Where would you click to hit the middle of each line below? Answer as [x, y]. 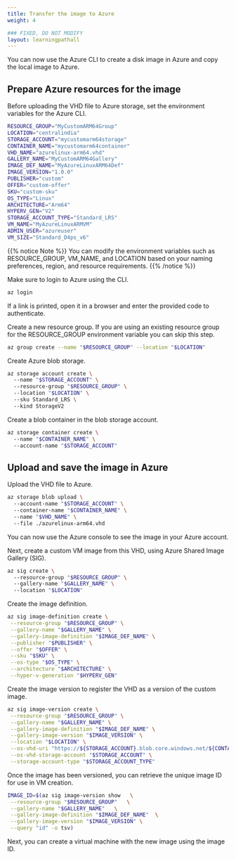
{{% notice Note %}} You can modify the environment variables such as [111, 251]
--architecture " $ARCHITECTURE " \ [61, 669]
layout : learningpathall [44, 39]
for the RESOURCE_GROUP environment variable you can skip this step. [111, 334]
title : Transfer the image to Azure [61, 14]
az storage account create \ [50, 373]
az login [20, 292]
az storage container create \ [53, 432]
